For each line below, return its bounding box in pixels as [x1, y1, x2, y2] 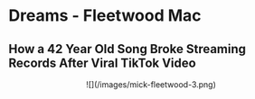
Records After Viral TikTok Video [8, 55, 196, 70]
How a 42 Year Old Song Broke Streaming [8, 41, 246, 57]
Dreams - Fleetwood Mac [8, 5, 202, 26]
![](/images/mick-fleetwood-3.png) [86, 79, 216, 90]
